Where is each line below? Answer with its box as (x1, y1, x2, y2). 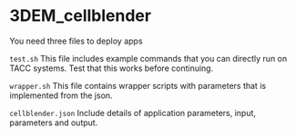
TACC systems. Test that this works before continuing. (9, 63, 214, 73)
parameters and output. (9, 117, 98, 128)
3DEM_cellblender (9, 5, 152, 26)
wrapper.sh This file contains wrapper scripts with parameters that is (9, 80, 267, 91)
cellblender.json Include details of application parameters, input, (9, 107, 257, 118)
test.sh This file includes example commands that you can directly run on (9, 53, 288, 64)
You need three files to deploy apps (9, 35, 143, 46)
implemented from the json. (9, 90, 113, 101)
